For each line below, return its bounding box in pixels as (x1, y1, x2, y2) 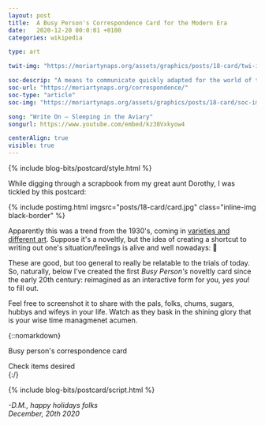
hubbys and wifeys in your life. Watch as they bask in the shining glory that (8, 307, 252, 316)
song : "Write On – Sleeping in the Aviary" (8, 112, 154, 121)
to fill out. (8, 284, 39, 292)
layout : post (8, 11, 51, 20)
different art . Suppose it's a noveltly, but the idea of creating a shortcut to (8, 235, 247, 243)
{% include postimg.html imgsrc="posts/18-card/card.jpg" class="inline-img (8, 202, 256, 212)
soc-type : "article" (8, 91, 77, 99)
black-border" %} (8, 211, 65, 220)
